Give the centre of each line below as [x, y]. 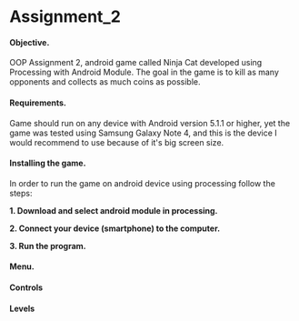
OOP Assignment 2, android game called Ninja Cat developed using [136, 63]
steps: [21, 193]
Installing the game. [48, 163]
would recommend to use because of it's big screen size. [117, 142]
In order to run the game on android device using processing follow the [142, 183]
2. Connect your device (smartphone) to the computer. [115, 228]
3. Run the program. [48, 246]
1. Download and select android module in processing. [114, 210]
